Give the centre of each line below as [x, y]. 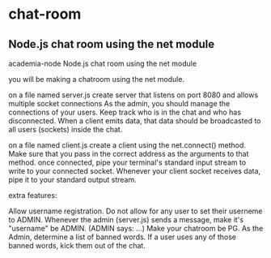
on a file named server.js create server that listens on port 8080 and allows [133, 95]
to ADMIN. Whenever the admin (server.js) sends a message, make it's [126, 219]
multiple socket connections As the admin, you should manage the [119, 103]
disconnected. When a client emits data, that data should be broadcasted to [135, 121]
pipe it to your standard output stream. [73, 180]
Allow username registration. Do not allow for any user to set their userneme [135, 211]
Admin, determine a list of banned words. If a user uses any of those [123, 237]
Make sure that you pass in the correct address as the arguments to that [129, 154]
